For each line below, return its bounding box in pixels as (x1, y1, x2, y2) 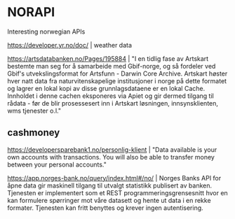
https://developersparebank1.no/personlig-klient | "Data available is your (7, 145, 217, 154)
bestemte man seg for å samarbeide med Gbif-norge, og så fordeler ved (7, 62, 216, 70)
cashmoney (7, 127, 60, 139)
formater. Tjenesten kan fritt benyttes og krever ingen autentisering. (7, 204, 203, 212)
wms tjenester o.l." (7, 106, 62, 115)
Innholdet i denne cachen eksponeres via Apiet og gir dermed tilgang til (7, 92, 214, 100)
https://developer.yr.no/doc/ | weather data (7, 41, 132, 49)
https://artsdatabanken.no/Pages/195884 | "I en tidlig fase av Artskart (7, 54, 209, 63)
